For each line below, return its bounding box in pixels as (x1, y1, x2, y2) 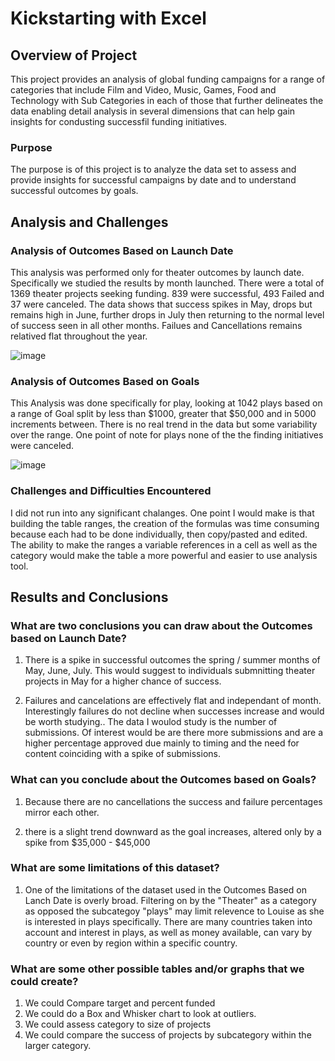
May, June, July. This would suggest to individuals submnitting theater (24, 665, 316, 677)
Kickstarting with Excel (10, 7, 207, 30)
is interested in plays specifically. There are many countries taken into (24, 915, 313, 927)
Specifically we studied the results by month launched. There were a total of (10, 277, 325, 289)
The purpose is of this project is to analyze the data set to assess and (10, 163, 297, 176)
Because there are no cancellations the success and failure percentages (24, 795, 323, 807)
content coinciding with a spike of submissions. (24, 748, 221, 760)
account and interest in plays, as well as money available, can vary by (24, 926, 313, 938)
